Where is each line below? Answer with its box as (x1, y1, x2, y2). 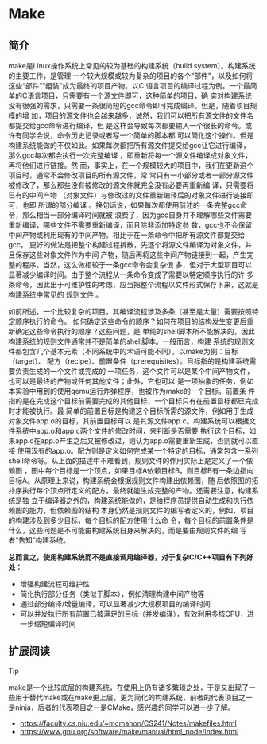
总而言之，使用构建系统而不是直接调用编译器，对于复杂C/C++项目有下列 (8, 552, 247, 562)
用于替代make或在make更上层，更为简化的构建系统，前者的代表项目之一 (14, 692, 253, 702)
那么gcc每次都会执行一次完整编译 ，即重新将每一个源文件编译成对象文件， (8, 150, 253, 160)
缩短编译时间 (33, 619, 76, 629)
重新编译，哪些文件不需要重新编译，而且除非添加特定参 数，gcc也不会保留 (8, 220, 253, 229)
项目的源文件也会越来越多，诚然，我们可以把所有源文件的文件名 (44, 111, 254, 120)
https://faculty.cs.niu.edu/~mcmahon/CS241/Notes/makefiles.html (19, 718, 237, 728)
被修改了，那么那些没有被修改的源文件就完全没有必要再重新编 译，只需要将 (8, 181, 254, 189)
